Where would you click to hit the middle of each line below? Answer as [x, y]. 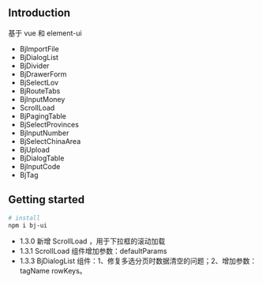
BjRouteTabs [40, 91]
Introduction [39, 13]
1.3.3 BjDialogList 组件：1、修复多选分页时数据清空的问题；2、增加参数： [138, 261]
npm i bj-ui [28, 225]
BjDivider [34, 66]
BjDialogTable [42, 158]
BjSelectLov [39, 82]
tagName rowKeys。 [53, 271]
